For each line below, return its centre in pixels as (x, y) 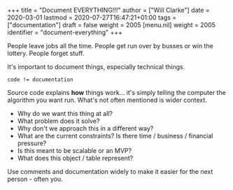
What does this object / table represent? (75, 158)
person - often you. (35, 179)
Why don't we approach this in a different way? (85, 128)
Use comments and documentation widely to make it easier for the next (110, 171)
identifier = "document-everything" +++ (65, 32)
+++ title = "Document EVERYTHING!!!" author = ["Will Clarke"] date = (108, 10)
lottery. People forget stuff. (46, 53)
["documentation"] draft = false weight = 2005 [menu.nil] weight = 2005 (111, 25)
